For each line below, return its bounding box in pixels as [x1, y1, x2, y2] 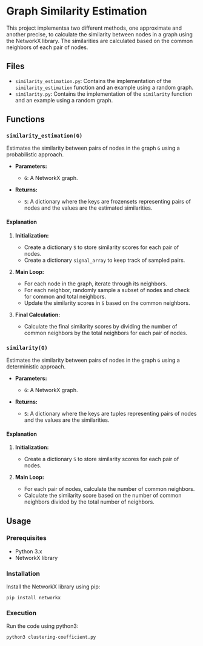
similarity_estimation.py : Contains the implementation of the [15, 77, 171, 84]
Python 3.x [15, 547, 42, 555]
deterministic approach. [6, 362, 66, 370]
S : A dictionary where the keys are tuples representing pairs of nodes [24, 410, 197, 417]
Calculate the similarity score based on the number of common [24, 492, 182, 499]
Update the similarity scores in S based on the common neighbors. [24, 299, 190, 307]
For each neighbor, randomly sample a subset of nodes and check [24, 286, 190, 293]
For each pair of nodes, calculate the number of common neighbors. [24, 485, 195, 493]
